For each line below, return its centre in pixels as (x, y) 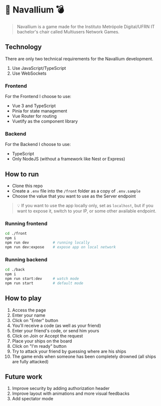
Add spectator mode (32, 399)
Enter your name (29, 315)
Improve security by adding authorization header (61, 389)
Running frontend (26, 224)
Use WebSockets (29, 73)
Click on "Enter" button (35, 320)
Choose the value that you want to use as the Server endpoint (74, 196)
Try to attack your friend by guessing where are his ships (69, 351)
